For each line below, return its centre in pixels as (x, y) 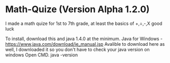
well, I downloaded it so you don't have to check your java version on (77, 49)
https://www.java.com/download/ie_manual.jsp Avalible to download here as (85, 44)
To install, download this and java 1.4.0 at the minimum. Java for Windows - (84, 39)
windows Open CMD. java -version (42, 55)
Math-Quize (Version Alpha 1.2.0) (77, 9)
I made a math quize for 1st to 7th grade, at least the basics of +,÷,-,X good (84, 23)
